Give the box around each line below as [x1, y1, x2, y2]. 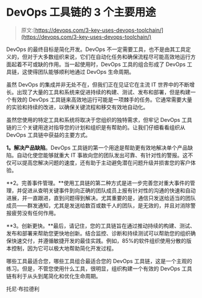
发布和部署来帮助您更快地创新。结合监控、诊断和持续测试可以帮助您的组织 [6, 230, 191, 237]
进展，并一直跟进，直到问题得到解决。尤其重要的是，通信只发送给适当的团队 [6, 194, 196, 201]
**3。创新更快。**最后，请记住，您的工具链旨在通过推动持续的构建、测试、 [6, 222, 195, 229]
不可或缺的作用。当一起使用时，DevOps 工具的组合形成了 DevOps [22, 61, 186, 68]
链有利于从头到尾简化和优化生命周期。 [6, 272, 101, 279]
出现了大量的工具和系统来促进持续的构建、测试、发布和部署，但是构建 [16, 88, 191, 96]
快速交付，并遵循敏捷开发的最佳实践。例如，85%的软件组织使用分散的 [11, 237, 186, 244]
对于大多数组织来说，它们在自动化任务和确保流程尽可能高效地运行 [26, 53, 191, 60]
